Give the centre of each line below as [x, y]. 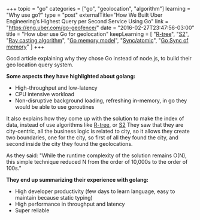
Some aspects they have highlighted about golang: [71, 76]
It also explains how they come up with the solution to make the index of [95, 118]
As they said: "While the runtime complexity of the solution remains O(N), [96, 155]
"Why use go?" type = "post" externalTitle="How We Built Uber [84, 15]
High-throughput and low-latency [56, 88]
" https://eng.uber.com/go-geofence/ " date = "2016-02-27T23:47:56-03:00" [100, 27]
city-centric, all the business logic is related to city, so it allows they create [98, 131]
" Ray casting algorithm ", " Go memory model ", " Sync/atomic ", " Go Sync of [97, 40]
